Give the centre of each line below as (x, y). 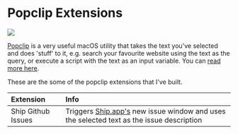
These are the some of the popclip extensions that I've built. (95, 82)
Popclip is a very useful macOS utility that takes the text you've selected (113, 45)
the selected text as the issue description (134, 120)
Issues (22, 120)
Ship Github (30, 111)
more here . (23, 68)
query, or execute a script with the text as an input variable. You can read (114, 61)
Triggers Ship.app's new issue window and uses (146, 111)
